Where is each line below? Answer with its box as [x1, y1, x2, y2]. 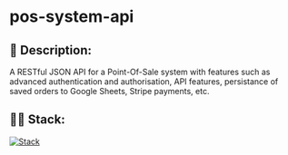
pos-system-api [9, 6, 134, 27]
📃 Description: [9, 43, 93, 58]
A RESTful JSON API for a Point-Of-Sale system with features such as [9, 66, 271, 77]
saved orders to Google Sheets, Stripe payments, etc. [9, 86, 210, 96]
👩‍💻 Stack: [9, 111, 65, 128]
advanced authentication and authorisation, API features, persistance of [9, 76, 279, 87]
